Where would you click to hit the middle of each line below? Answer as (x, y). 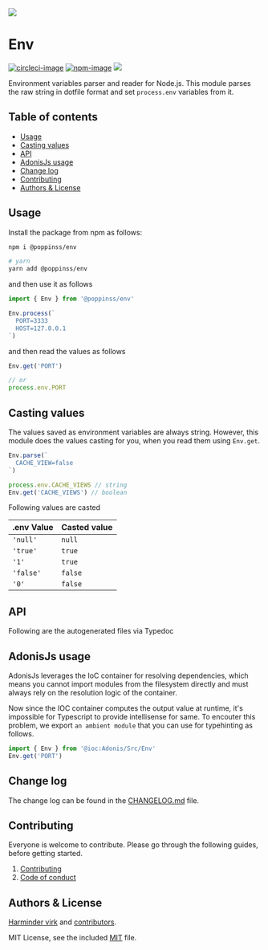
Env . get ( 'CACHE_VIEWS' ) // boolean (68, 492)
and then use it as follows (51, 284)
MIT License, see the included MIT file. (73, 938)
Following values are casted (55, 508)
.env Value (33, 528)
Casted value (87, 528)
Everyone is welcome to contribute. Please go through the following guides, (133, 845)
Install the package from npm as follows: (75, 232)
